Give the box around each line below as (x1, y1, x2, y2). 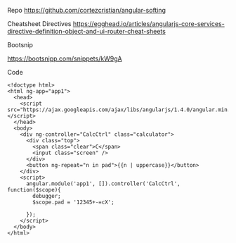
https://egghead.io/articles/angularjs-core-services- (72, 20, 225, 27)
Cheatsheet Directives (7, 20, 72, 27)
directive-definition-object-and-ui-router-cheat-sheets (7, 27, 166, 35)
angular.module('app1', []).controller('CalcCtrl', (25, 180, 181, 187)
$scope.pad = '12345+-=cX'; (32, 199, 114, 206)
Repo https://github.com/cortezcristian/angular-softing (7, 6, 166, 14)
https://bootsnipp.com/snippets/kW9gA (7, 54, 122, 63)
